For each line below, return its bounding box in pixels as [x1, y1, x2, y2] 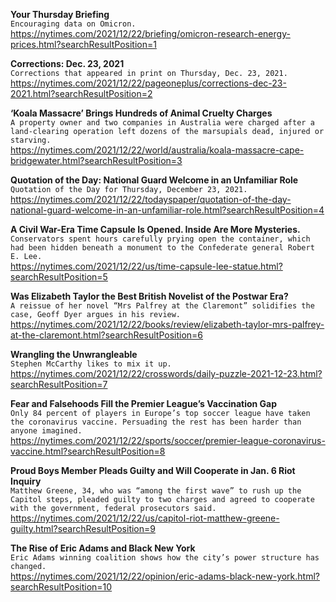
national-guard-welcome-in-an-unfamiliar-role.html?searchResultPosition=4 [10, 204, 325, 216]
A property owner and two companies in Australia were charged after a [10, 118, 315, 128]
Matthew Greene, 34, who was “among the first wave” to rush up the [10, 486, 302, 496]
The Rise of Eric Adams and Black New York [10, 542, 196, 554]
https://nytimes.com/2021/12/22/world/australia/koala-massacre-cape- [10, 144, 305, 156]
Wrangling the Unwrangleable [10, 349, 138, 360]
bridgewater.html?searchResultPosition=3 [10, 155, 183, 166]
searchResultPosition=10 [10, 581, 113, 593]
